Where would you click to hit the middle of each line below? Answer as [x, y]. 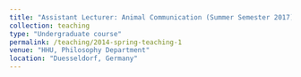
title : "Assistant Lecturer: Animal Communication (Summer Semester [140, 17]
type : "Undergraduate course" [66, 34]
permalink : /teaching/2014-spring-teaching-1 [95, 42]
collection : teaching [50, 26]
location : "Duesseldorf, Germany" [74, 58]
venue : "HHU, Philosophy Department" [80, 50]
